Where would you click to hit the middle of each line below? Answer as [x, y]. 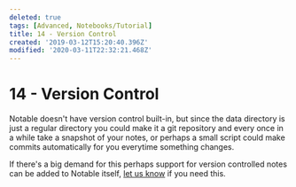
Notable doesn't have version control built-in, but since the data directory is [147, 119]
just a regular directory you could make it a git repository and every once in [146, 129]
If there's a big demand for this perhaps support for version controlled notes [148, 164]
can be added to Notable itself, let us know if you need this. [117, 174]
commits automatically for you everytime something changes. [122, 147]
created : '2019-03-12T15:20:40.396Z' [79, 42]
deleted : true [35, 17]
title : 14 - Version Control [63, 34]
